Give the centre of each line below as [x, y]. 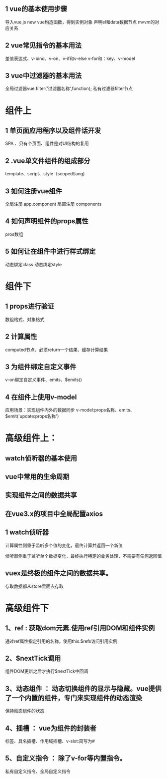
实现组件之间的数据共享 [41, 495]
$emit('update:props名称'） [33, 416]
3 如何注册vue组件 [34, 191]
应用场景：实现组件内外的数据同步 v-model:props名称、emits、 [70, 410]
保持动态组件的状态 [25, 711]
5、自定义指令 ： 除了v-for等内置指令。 [66, 758]
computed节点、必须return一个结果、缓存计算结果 [57, 350]
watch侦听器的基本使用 [41, 458]
